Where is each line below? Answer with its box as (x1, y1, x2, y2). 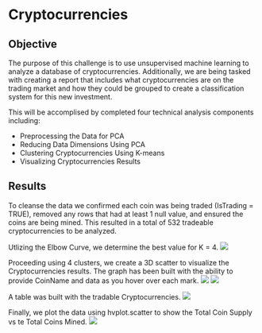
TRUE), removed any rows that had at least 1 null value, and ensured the (8, 209, 244, 219)
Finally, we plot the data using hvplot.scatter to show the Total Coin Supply (8, 308, 252, 317)
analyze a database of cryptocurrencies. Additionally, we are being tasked (8, 67, 252, 76)
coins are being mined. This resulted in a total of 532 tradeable (8, 217, 214, 227)
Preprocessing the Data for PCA (19, 131, 125, 141)
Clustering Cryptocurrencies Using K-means (19, 149, 165, 157)
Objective (8, 37, 58, 51)
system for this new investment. (8, 92, 113, 101)
